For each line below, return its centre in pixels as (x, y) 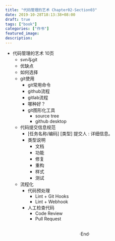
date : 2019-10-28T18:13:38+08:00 (40, 15)
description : (19, 38)
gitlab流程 (38, 97)
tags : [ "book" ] (21, 24)
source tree (47, 116)
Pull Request (48, 219)
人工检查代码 (41, 208)
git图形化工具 (41, 110)
